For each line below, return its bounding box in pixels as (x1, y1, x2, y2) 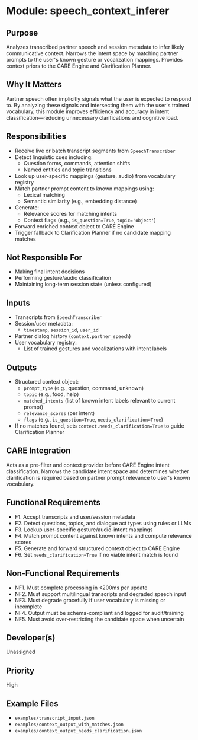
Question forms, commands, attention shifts (23, 160, 131, 167)
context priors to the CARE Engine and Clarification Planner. (6, 62, 152, 69)
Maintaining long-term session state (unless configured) (14, 280, 152, 288)
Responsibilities (6, 132, 67, 142)
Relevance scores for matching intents (23, 210, 117, 217)
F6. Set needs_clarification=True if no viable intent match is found (14, 551, 178, 558)
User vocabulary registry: (14, 339, 77, 346)
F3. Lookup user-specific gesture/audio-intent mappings (14, 526, 153, 533)
